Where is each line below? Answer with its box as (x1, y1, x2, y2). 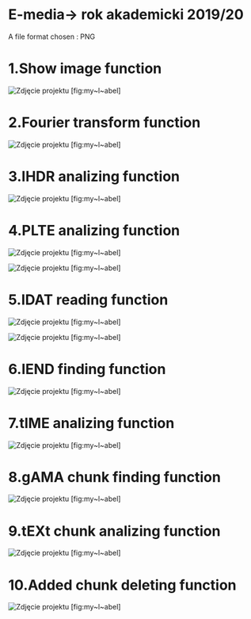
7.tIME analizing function (8, 414, 175, 432)
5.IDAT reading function (8, 291, 169, 308)
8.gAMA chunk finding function (8, 468, 222, 486)
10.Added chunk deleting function (8, 576, 237, 594)
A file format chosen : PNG (8, 32, 96, 41)
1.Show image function (8, 59, 162, 78)
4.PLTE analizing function (8, 221, 181, 239)
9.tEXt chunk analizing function (8, 522, 221, 540)
